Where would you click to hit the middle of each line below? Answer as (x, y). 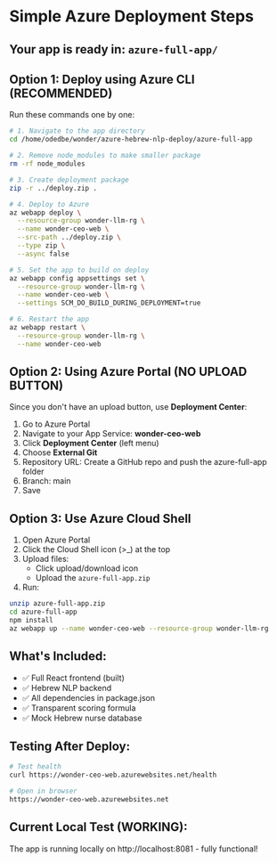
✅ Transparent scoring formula (79, 708)
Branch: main (46, 481)
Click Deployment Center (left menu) (90, 444)
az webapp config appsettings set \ (77, 278)
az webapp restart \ (48, 328)
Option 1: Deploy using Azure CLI (102, 79)
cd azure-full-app (43, 612)
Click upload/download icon (87, 568)
